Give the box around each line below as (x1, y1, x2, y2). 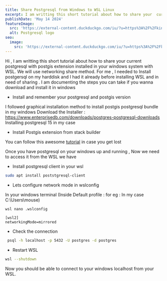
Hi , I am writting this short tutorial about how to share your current (5, 58, 142, 64)
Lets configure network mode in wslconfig (12, 182, 99, 188)
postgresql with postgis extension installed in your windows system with (5, 63, 153, 69)
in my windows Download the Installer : (5, 109, 85, 115)
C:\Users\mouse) (5, 197, 40, 203)
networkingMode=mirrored (5, 220, 57, 225)
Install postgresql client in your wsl (12, 163, 83, 169)
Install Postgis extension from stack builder (12, 129, 101, 135)
